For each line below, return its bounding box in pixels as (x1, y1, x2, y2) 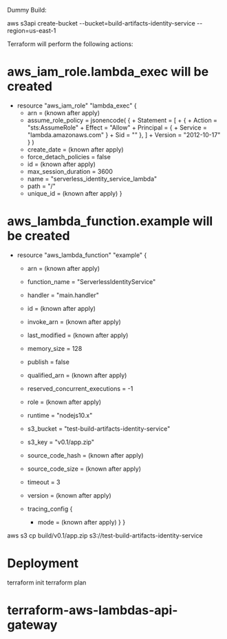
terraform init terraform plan (7, 578, 87, 587)
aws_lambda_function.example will (7, 214, 213, 230)
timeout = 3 (27, 478, 61, 486)
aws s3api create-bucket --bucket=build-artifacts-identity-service (7, 19, 196, 27)
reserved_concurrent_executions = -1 (27, 384, 133, 392)
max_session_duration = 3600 (27, 167, 113, 175)
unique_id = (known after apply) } (27, 189, 122, 197)
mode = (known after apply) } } (37, 518, 126, 526)
